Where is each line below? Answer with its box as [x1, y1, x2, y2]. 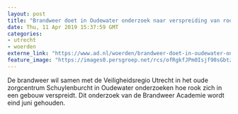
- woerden [7, 43, 37, 50]
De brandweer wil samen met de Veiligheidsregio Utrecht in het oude [7, 76, 209, 84]
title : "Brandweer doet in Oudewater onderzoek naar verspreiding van [7, 17, 220, 24]
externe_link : [7, 50, 50, 57]
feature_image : [7, 57, 52, 64]
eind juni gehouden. [7, 98, 66, 107]
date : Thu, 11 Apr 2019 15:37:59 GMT [7, 23, 119, 30]
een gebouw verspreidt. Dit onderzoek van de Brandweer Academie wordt [7, 91, 225, 99]
